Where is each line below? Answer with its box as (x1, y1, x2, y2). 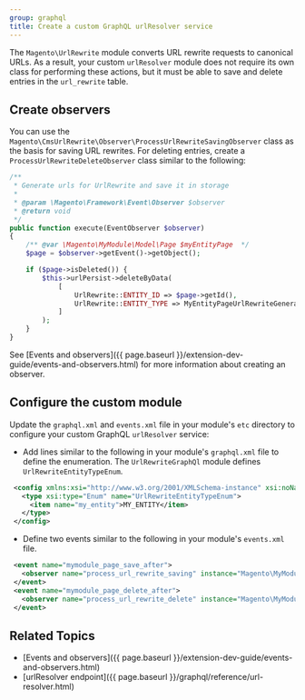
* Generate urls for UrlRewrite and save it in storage (13, 181, 230, 191)
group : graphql (9, 13, 67, 23)
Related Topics (9, 628, 95, 644)
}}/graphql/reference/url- (169, 672, 264, 683)
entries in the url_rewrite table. (9, 75, 129, 86)
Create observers (9, 102, 111, 117)
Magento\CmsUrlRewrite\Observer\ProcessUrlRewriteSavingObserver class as (9, 135, 294, 146)
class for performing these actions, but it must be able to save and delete (9, 65, 283, 77)
